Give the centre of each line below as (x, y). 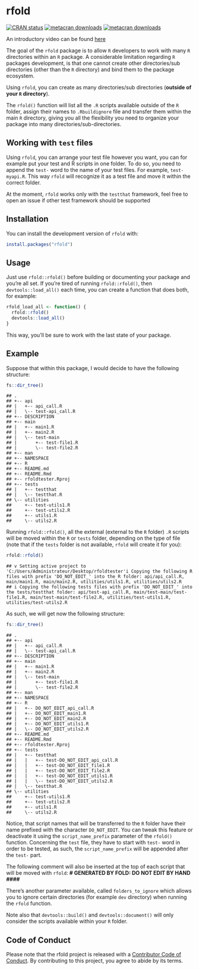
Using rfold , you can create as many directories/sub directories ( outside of (99, 87)
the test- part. (24, 855)
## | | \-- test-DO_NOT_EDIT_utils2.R (59, 781)
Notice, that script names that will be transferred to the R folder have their (96, 824)
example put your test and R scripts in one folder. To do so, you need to (94, 163)
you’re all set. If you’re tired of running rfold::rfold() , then (79, 283)
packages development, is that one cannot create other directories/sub (93, 63)
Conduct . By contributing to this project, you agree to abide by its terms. (94, 960)
